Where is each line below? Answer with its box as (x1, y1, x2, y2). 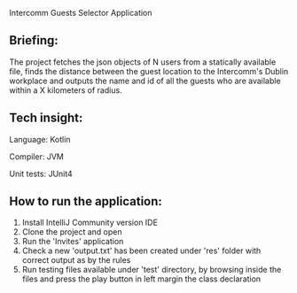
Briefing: (9, 33, 59, 48)
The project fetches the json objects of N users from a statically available (9, 57, 277, 67)
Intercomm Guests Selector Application (9, 8, 152, 18)
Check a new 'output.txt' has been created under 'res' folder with (21, 245, 262, 256)
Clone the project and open (21, 227, 122, 237)
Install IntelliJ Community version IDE (21, 217, 158, 228)
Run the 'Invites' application (21, 236, 124, 247)
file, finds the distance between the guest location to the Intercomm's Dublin (9, 66, 289, 76)
